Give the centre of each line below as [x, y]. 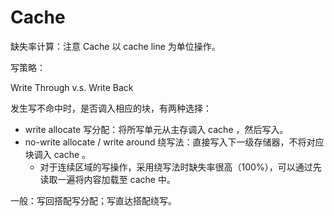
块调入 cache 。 [58, 154]
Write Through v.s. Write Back [72, 87]
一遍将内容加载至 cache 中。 [116, 179]
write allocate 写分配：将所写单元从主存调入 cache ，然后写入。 [156, 129]
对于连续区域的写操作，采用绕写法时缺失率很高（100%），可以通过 [176, 167]
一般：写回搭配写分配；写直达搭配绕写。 [93, 200]
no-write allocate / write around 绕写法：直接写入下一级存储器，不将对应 [174, 142]
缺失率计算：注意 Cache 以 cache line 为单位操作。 [115, 46]
